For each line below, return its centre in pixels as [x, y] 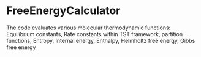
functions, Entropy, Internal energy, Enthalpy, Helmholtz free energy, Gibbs [101, 40]
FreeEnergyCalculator [63, 11]
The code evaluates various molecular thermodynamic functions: [89, 28]
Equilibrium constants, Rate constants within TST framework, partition [95, 34]
